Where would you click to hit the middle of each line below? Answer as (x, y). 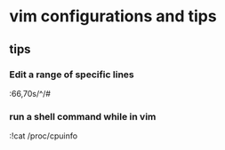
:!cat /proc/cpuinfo (44, 136)
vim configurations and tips (113, 16)
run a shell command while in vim (83, 116)
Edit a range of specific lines (72, 75)
